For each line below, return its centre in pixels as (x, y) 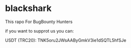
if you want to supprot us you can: (40, 31)
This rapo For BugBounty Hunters (39, 22)
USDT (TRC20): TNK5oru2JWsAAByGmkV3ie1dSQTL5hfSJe (66, 40)
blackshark (28, 8)
